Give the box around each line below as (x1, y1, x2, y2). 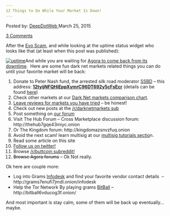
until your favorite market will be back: (6, 68, 86, 75)
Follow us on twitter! (13, 142, 56, 149)
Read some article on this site (13, 137, 75, 143)
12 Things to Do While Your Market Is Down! (6, 8, 102, 13)
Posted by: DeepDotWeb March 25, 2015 (6, 23, 91, 29)
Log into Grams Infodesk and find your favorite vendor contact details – (13, 173, 164, 179)
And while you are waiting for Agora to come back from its (25, 57, 148, 63)
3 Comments (6, 32, 33, 39)
